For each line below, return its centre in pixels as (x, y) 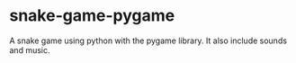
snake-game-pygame (92, 16)
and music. (30, 49)
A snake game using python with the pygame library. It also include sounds (148, 40)
